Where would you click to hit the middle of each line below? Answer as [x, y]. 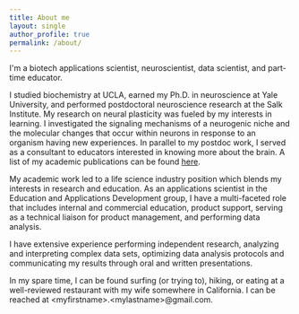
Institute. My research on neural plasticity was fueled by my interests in [141, 114]
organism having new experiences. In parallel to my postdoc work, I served [148, 143]
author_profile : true [50, 34]
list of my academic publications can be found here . [105, 161]
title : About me [39, 17]
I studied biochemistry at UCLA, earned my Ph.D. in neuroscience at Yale [144, 95]
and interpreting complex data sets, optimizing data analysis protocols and [147, 254]
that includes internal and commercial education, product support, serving [146, 208]
